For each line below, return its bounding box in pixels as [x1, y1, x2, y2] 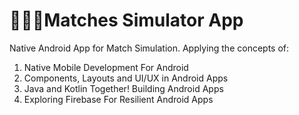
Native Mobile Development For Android [23, 61, 189, 73]
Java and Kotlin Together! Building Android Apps [23, 82, 224, 94]
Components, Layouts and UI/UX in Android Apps [23, 72, 229, 84]
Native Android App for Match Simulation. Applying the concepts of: [9, 42, 290, 54]
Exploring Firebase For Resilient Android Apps [23, 93, 214, 105]
